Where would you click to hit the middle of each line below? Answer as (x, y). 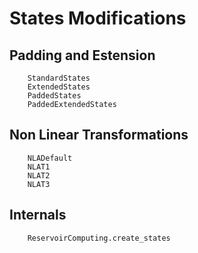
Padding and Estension (82, 55)
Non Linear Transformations (99, 135)
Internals (38, 215)
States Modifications (98, 18)
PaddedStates (54, 96)
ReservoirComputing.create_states (99, 238)
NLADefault (50, 158)
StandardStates (59, 78)
